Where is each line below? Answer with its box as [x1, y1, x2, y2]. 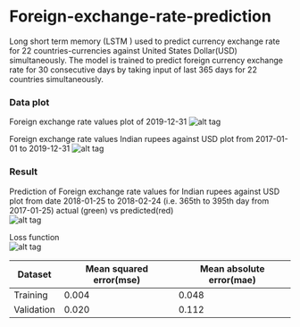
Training [13, 289, 48, 301]
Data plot [9, 96, 50, 108]
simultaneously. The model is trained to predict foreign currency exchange [9, 54, 284, 65]
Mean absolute [199, 262, 265, 274]
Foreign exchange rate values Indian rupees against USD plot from [9, 134, 254, 145]
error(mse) [93, 273, 141, 286]
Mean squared [85, 262, 149, 274]
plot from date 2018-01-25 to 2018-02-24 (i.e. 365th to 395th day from [9, 195, 270, 206]
